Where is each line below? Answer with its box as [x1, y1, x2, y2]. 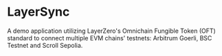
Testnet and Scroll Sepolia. [7, 41, 83, 49]
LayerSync [7, 4, 70, 20]
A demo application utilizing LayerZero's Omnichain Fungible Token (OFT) [7, 27, 217, 35]
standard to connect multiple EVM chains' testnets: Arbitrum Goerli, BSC [7, 33, 212, 42]
